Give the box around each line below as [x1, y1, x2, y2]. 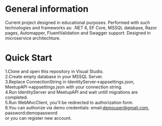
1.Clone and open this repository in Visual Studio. [5, 68, 104, 74]
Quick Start [5, 52, 52, 63]
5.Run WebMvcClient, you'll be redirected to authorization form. [5, 99, 134, 105]
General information [5, 3, 89, 15]
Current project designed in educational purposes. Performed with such [5, 20, 150, 25]
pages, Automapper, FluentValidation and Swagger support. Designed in [5, 30, 151, 36]
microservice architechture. [5, 35, 61, 41]
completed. [5, 94, 28, 100]
